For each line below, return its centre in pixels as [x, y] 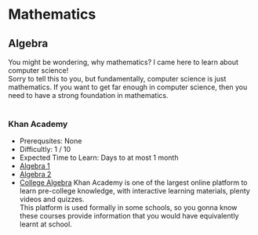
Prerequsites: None [51, 141]
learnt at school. [45, 224]
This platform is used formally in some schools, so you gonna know [128, 208]
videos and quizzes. [52, 199]
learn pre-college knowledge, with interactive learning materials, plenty [135, 191]
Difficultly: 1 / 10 [45, 150]
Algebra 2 [35, 175]
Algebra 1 [35, 166]
